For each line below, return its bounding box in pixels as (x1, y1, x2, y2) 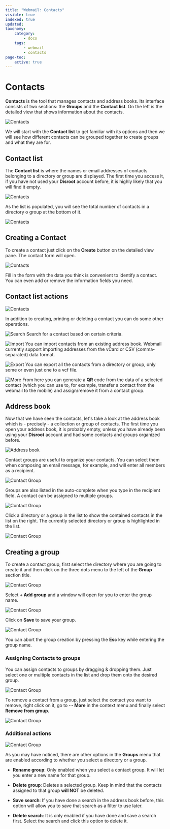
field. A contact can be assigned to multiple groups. (5, 493, 113, 499)
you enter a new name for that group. (12, 772, 91, 778)
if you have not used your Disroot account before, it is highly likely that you (5, 178, 162, 185)
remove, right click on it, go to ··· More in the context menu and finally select (5, 702, 165, 708)
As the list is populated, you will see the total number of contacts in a (5, 204, 150, 209)
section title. (5, 572, 31, 578)
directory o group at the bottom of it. (5, 209, 82, 215)
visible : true (5, 12, 36, 17)
